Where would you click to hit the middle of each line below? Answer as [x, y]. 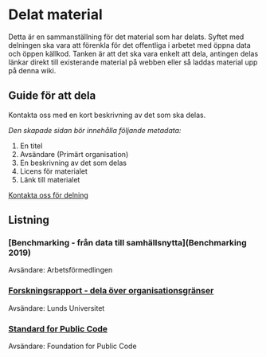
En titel [31, 146]
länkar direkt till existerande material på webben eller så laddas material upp [133, 62]
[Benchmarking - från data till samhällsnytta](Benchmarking [127, 243]
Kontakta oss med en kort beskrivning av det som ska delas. [107, 115]
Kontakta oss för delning [49, 195]
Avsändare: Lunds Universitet [57, 308]
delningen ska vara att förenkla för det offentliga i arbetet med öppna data [129, 45]
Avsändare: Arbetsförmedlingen [61, 270]
